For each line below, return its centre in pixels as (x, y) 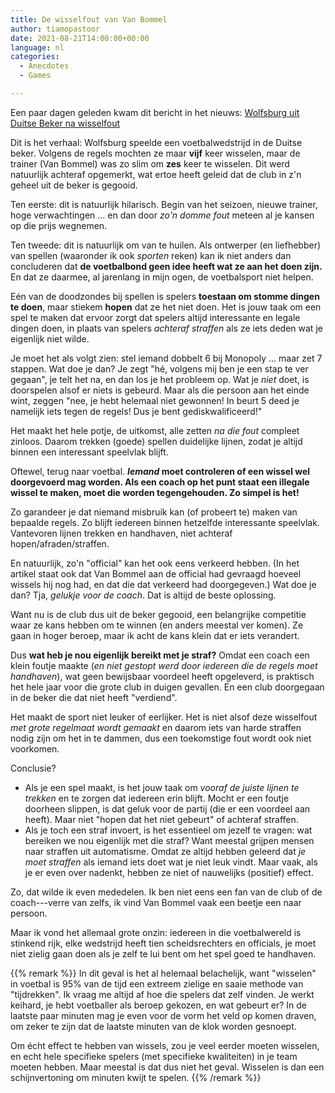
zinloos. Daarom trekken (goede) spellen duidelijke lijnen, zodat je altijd (156, 441)
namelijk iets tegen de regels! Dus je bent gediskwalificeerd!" (136, 411)
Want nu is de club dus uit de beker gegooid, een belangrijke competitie (158, 614)
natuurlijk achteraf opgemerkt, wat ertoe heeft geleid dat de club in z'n (156, 174)
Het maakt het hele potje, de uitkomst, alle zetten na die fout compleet (155, 430)
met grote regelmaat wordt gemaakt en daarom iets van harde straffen (156, 727)
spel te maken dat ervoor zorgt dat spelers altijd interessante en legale (155, 317)
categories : (35, 57)
